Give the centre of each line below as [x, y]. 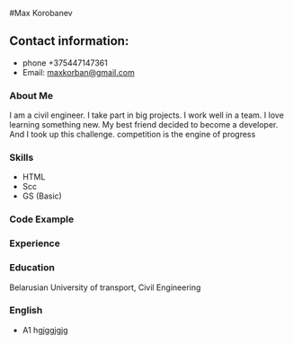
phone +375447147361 [65, 63]
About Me [31, 95]
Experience [35, 243]
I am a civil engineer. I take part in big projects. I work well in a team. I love [147, 115]
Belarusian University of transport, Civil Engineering [105, 287]
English [26, 311]
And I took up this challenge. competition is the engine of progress [133, 135]
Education [32, 268]
